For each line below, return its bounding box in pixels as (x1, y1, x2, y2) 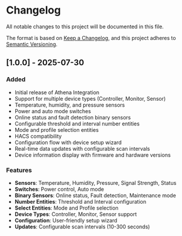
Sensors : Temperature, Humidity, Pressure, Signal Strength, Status (14, 179, 177, 186)
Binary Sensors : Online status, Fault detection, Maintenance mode (14, 192, 176, 199)
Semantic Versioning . (6, 41, 58, 48)
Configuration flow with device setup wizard (14, 139, 122, 146)
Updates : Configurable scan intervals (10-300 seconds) (14, 223, 150, 230)
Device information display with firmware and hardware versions (14, 151, 171, 158)
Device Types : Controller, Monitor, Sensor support (14, 210, 137, 218)
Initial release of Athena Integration (14, 89, 100, 96)
